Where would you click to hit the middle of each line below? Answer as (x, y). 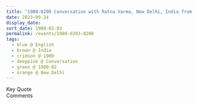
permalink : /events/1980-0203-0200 (50, 34)
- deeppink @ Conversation (45, 61)
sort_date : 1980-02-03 (34, 28)
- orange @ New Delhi (38, 73)
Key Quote (19, 89)
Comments (20, 96)
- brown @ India (31, 51)
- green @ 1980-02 (34, 67)
